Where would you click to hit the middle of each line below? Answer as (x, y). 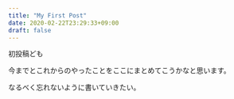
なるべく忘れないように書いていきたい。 (74, 87)
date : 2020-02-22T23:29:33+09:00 (64, 23)
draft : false (30, 30)
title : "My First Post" (48, 15)
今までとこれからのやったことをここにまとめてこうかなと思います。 (119, 70)
